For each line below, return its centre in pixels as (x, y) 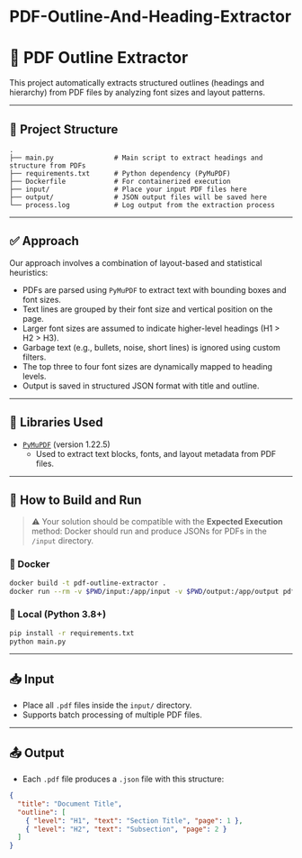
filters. (34, 357)
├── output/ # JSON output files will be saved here (138, 197)
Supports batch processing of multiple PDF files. (112, 715)
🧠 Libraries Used (56, 422)
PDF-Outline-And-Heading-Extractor (151, 17)
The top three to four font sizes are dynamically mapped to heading (147, 366)
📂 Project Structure (64, 129)
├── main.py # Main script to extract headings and (136, 158)
